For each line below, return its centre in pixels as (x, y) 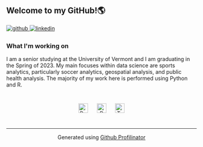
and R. (14, 85)
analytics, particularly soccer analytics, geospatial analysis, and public (94, 72)
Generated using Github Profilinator (101, 137)
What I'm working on (37, 46)
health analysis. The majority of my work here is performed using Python (97, 79)
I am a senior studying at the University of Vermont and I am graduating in (98, 59)
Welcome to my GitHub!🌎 (56, 11)
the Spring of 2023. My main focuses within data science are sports (91, 65)
